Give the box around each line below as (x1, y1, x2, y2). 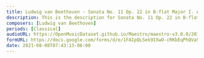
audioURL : (6, 31, 32, 37)
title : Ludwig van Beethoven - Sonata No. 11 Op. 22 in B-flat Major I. (6, 8, 194, 15)
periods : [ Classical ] (6, 25, 61, 32)
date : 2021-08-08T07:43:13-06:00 (6, 43, 91, 49)
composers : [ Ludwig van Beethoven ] (6, 20, 97, 26)
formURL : (6, 37, 29, 43)
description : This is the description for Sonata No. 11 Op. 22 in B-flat (6, 14, 200, 21)
